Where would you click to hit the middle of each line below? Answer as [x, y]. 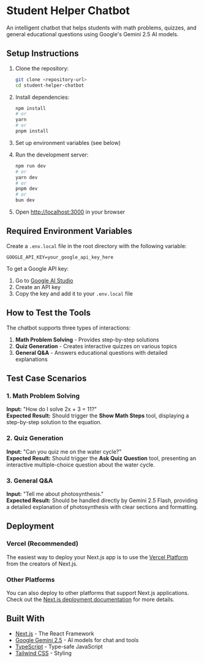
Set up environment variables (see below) [68, 142]
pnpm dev [26, 189]
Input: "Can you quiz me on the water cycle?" [64, 451]
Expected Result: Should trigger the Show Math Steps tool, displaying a [98, 416]
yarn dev [26, 177]
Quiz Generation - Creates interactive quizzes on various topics [96, 346]
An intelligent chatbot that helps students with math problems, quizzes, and [102, 28]
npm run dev [30, 166]
